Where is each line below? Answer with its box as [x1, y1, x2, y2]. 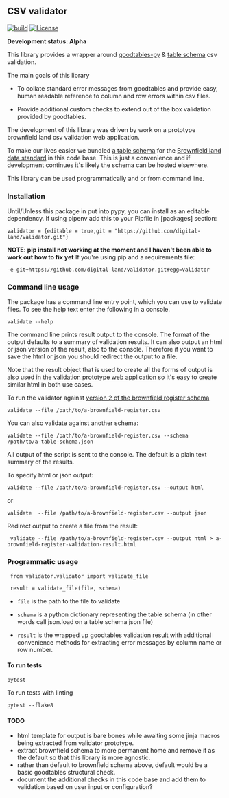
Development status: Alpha [7, 37, 87, 45]
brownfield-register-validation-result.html [7, 541, 136, 548]
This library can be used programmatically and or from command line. [7, 174, 204, 182]
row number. [16, 645, 53, 654]
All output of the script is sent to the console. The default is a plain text [7, 451, 207, 459]
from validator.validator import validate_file [10, 572, 149, 580]
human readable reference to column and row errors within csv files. [16, 91, 211, 100]
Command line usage [7, 282, 80, 292]
